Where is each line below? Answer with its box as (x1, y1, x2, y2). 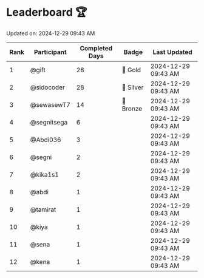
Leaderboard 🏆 (6, 5, 87, 19)
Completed (80, 44, 113, 52)
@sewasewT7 (30, 100, 71, 109)
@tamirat (30, 205, 56, 214)
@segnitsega (30, 118, 68, 126)
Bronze (121, 104, 143, 113)
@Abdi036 (30, 135, 62, 144)
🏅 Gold (121, 66, 141, 74)
